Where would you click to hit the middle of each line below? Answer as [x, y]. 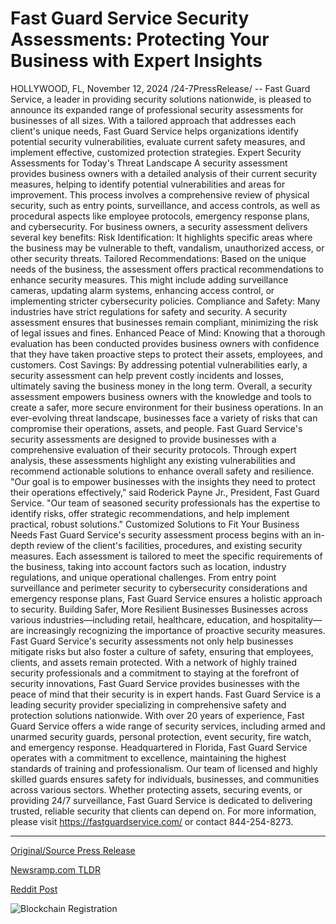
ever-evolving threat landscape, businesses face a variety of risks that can [164, 418]
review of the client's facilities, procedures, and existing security [169, 545]
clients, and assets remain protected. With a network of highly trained [154, 662]
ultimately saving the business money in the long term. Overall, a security [161, 386]
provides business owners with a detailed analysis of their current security [164, 173]
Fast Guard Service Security [130, 18]
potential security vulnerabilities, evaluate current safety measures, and [158, 141]
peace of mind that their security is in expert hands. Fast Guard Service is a [166, 694]
